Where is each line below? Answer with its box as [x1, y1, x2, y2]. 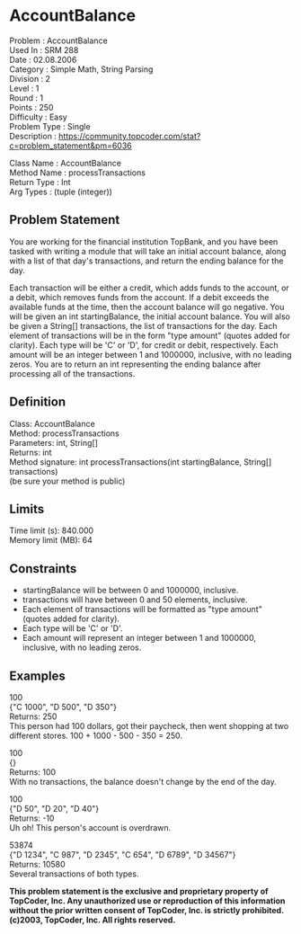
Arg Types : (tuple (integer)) [9, 186, 112, 197]
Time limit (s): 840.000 [9, 525, 94, 536]
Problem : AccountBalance [9, 35, 108, 46]
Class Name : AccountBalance [9, 157, 121, 168]
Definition [9, 395, 66, 410]
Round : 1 [9, 92, 43, 103]
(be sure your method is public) [9, 476, 126, 486]
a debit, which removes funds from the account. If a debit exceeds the [9, 291, 270, 302]
